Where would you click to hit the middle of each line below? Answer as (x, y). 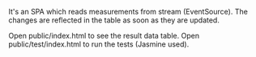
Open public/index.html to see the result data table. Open (104, 36)
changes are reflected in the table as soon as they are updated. (114, 20)
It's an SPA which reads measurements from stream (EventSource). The (128, 12)
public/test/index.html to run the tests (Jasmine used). (99, 44)
